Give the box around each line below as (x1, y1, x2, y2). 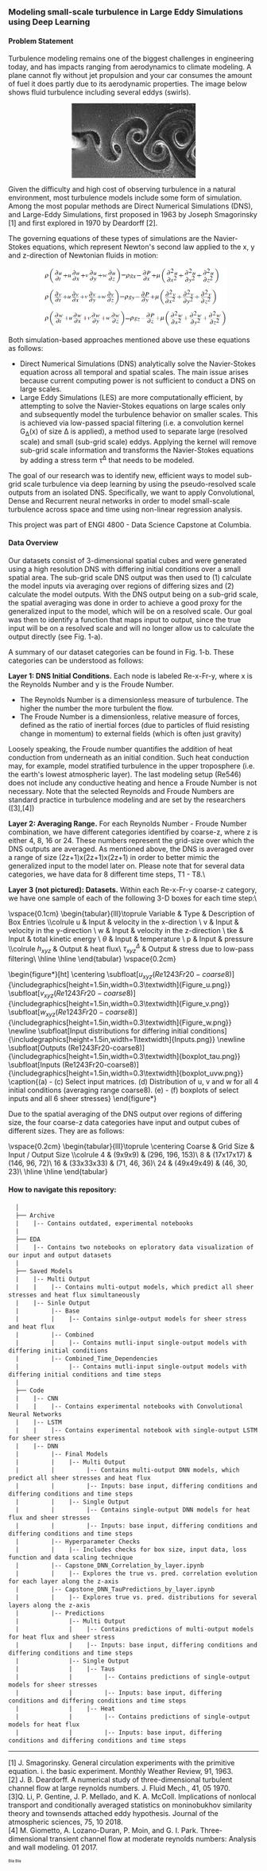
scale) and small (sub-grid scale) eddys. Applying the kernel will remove (19, 437, 257, 446)
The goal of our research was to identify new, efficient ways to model (8, 470, 236, 480)
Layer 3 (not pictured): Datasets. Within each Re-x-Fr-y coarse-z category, (8, 885, 257, 894)
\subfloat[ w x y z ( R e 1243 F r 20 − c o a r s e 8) (8, 1007, 135, 1018)
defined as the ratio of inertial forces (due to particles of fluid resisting (19, 720, 250, 729)
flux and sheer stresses (8, 1514, 91, 1522)
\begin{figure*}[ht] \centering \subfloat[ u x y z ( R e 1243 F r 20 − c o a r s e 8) (8, 970, 232, 981)
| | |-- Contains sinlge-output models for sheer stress (15, 1315, 247, 1323)
